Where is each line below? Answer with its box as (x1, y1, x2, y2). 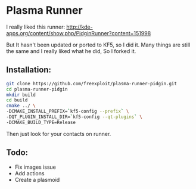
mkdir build (6, 92, 36, 98)
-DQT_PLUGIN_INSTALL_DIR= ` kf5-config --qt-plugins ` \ (6, 114, 143, 120)
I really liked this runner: (6, 23, 66, 30)
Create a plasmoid (14, 176, 60, 183)
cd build (6, 97, 28, 103)
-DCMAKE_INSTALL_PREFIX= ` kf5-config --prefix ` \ (6, 109, 129, 114)
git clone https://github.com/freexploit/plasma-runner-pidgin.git (6, 80, 178, 86)
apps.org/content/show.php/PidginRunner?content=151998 (6, 29, 151, 36)
